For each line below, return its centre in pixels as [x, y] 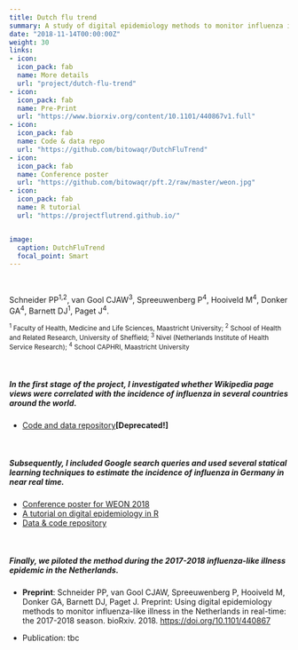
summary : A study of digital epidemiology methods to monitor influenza [146, 26]
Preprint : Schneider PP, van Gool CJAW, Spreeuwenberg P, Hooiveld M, [153, 592]
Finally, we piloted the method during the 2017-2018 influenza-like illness [148, 560]
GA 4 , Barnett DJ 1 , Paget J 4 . [59, 310]
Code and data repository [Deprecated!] [95, 425]
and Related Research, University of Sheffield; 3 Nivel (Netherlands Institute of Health [139, 337]
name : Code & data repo [61, 141]
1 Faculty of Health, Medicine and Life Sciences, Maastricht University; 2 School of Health [145, 328]
